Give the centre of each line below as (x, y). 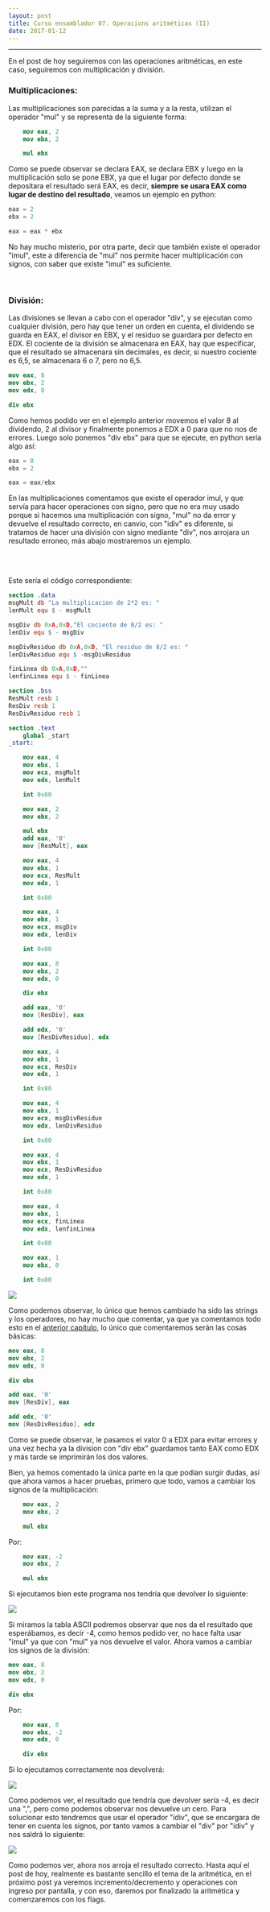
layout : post (30, 16)
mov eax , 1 (41, 1258)
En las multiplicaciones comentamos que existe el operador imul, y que (126, 498)
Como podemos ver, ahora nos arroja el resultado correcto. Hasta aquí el (129, 1865)
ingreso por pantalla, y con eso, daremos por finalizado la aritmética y (124, 1891)
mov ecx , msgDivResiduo (63, 1118)
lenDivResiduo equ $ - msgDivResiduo (70, 654)
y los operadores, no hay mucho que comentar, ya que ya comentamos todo (135, 1318)
